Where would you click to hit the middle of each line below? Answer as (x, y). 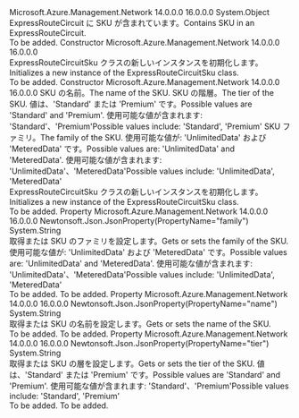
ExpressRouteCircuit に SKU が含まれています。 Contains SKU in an (132, 23)
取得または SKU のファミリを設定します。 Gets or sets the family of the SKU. (149, 241)
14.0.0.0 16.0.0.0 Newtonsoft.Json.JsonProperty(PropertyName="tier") (139, 343)
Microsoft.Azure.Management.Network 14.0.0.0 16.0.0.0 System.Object (140, 12)
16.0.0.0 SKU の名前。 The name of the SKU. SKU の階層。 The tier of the (142, 93)
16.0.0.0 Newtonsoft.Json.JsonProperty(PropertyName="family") (129, 221)
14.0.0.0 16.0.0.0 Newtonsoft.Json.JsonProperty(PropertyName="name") (144, 303)
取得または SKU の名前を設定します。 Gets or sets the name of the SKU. (140, 324)
